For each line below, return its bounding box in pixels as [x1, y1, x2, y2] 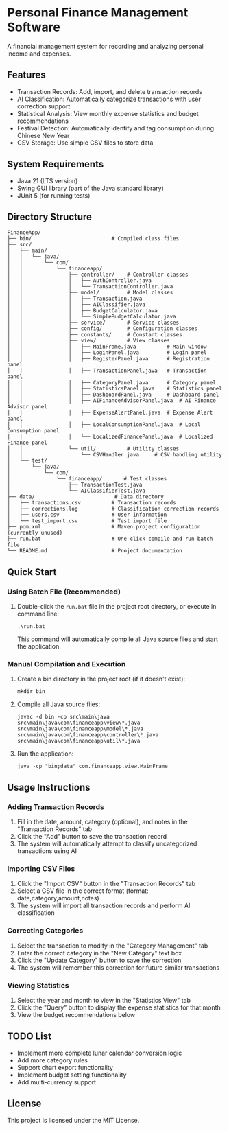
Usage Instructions [7, 781, 91, 793]
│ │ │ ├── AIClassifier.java [7, 301, 146, 308]
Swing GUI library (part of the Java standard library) [16, 184, 165, 192]
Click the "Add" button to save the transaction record [16, 832, 167, 841]
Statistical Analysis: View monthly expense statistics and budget [16, 109, 199, 117]
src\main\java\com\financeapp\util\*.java [16, 738, 141, 745]
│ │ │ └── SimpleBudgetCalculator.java [7, 314, 176, 320]
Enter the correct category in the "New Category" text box [16, 948, 182, 957]
